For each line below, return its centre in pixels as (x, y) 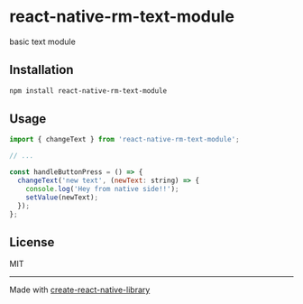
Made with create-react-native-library (80, 290)
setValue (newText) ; (62, 197)
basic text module (43, 41)
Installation (41, 70)
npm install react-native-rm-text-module (88, 91)
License (32, 242)
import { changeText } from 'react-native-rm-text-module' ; (125, 140)
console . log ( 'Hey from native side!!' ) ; (102, 189)
